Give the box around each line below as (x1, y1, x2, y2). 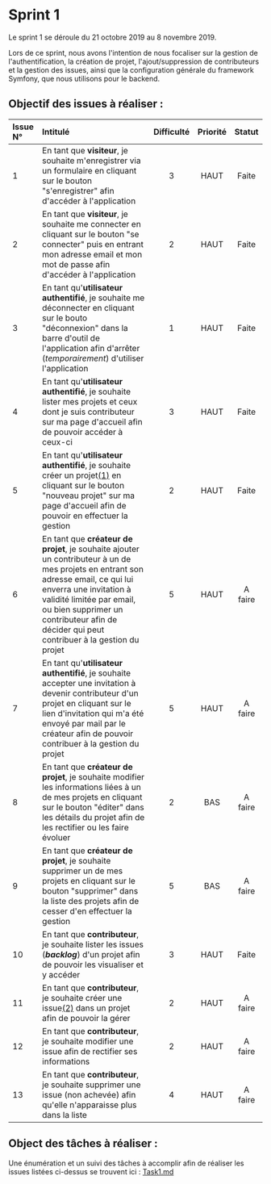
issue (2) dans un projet (41, 1002, 131, 1014)
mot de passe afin (41, 258, 110, 270)
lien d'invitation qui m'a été (41, 708, 144, 719)
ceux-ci (41, 436, 73, 447)
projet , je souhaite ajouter (41, 543, 140, 554)
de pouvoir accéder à (41, 426, 123, 437)
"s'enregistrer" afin (41, 185, 115, 196)
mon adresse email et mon (41, 249, 143, 260)
